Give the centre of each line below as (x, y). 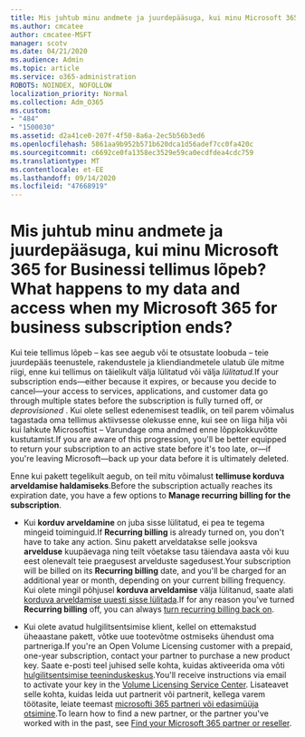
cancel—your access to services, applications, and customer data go (139, 392)
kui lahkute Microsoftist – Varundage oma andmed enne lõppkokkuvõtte (144, 430)
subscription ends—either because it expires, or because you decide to (143, 382)
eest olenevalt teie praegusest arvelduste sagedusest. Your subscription (157, 561)
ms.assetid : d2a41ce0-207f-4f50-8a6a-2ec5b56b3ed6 (108, 136)
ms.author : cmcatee (47, 26)
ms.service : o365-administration (73, 77)
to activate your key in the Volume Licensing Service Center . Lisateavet (156, 684)
